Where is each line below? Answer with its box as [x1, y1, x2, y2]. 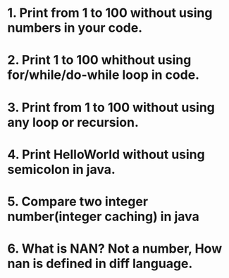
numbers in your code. [7, 20, 143, 36]
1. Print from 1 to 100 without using [7, 5, 213, 21]
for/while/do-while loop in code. [7, 67, 199, 83]
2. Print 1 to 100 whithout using [7, 52, 192, 68]
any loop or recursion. [7, 114, 140, 130]
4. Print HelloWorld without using [7, 146, 206, 163]
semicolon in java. [7, 161, 116, 177]
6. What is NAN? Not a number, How [7, 241, 223, 257]
